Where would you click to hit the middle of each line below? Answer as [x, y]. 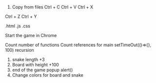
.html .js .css [18, 26]
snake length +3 [28, 60]
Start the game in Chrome [31, 35]
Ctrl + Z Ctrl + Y [21, 16]
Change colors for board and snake [48, 75]
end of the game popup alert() [42, 70]
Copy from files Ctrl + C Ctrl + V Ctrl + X [53, 7]
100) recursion [19, 50]
